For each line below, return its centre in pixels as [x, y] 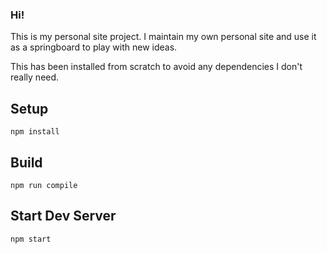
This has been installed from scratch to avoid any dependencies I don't [156, 67]
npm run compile [44, 185]
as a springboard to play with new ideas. [94, 47]
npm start [31, 239]
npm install [35, 132]
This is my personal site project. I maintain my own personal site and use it [163, 37]
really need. [35, 77]
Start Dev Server [63, 216]
